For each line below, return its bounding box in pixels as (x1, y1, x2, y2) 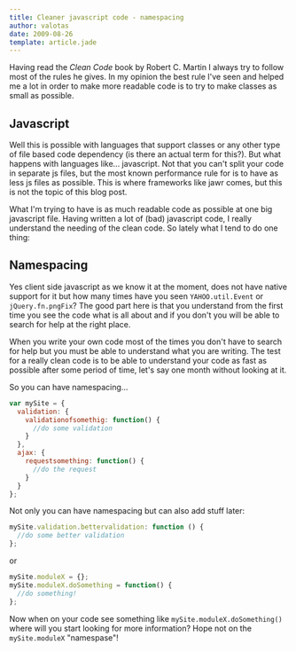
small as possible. (9, 90, 74, 101)
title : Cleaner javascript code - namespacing (9, 12, 184, 22)
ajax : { (17, 449, 46, 458)
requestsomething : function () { (25, 457, 144, 466)
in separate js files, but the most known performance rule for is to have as (9, 168, 279, 178)
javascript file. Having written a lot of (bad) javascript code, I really (9, 214, 253, 224)
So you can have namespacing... (9, 381, 129, 392)
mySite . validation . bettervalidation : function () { (9, 522, 204, 532)
